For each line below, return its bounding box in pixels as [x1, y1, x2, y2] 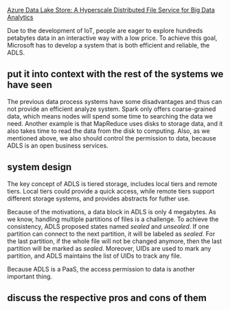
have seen [7, 79, 53, 91]
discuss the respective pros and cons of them [7, 292, 207, 304]
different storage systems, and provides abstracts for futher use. [7, 194, 190, 203]
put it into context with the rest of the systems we [7, 68, 224, 80]
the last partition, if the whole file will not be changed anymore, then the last [7, 237, 222, 245]
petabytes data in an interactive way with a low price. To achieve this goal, [7, 34, 218, 42]
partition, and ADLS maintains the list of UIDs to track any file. [7, 251, 182, 260]
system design [7, 161, 72, 173]
